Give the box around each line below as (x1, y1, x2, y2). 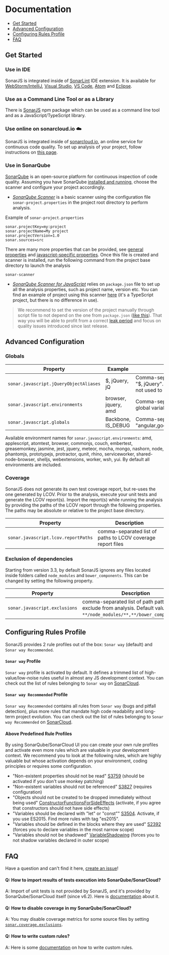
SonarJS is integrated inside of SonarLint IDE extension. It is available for (5, 77, 156, 84)
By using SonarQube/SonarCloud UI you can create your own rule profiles (5, 742, 158, 748)
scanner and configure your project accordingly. (5, 184, 106, 190)
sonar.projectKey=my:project (5, 224, 66, 229)
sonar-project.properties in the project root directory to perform (12, 199, 148, 205)
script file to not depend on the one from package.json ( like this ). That (17, 312, 162, 318)
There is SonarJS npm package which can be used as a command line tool (5, 107, 160, 113)
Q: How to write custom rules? (5, 933, 70, 939)
